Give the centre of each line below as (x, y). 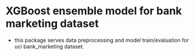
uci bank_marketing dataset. (49, 46)
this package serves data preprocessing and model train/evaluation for (101, 40)
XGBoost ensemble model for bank (94, 11)
